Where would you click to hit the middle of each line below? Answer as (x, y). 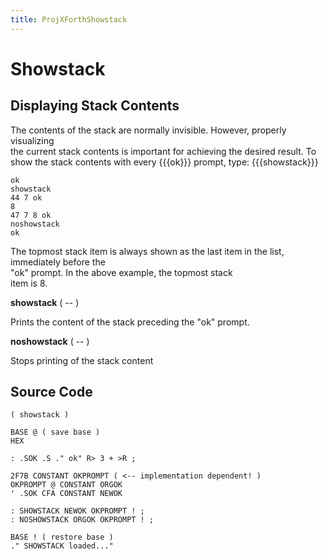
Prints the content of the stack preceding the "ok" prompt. (130, 322)
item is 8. (29, 283)
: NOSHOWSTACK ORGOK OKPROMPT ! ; (82, 520)
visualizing (32, 140)
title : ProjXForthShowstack (69, 19)
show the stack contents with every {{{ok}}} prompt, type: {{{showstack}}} (164, 162)
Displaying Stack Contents (95, 106)
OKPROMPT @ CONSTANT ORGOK (66, 485)
